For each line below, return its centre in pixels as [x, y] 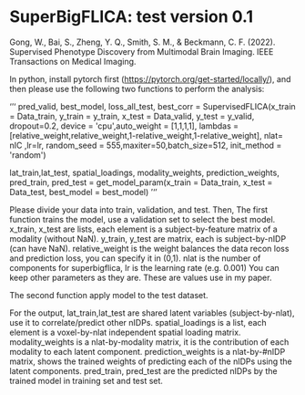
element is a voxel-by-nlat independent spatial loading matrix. [125, 332]
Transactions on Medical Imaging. [73, 61]
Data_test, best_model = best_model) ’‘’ [83, 192]
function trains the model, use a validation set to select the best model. [142, 219]
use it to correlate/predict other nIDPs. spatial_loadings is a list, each [138, 322]
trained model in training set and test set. [86, 380]
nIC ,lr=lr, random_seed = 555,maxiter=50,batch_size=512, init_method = [146, 145]
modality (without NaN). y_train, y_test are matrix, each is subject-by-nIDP [148, 238]
